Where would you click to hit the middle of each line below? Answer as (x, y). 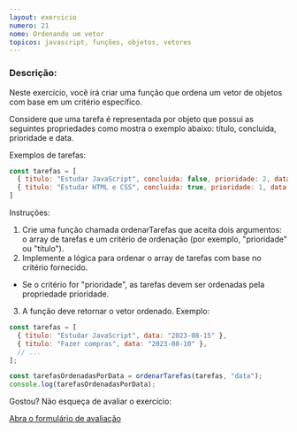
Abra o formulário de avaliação (65, 419)
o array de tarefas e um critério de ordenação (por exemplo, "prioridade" (154, 239)
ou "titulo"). (43, 249)
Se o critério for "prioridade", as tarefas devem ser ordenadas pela (143, 285)
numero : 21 (29, 26)
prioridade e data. (42, 137)
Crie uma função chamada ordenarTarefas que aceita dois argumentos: (152, 230)
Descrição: (33, 73)
